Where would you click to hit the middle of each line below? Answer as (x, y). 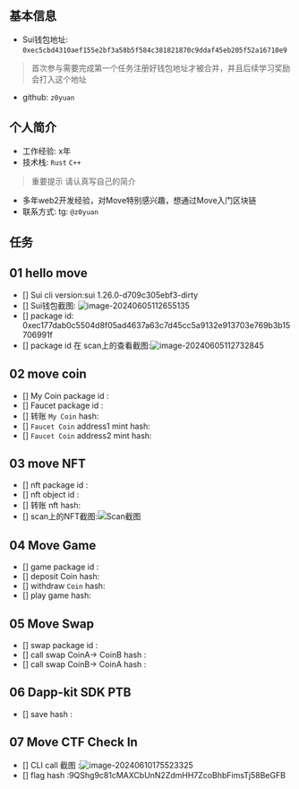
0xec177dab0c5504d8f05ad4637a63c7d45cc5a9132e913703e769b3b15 (156, 325)
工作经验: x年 (47, 151)
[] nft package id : (55, 485)
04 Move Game (53, 545)
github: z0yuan (48, 97)
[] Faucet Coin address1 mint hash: (86, 426)
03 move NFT (48, 464)
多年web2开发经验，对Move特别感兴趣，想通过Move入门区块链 (139, 200)
